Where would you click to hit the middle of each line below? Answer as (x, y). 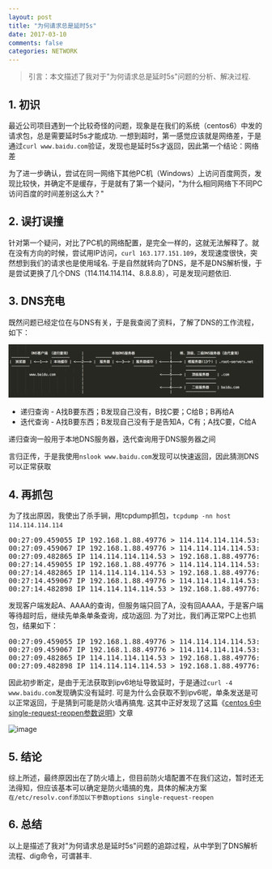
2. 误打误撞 (36, 222)
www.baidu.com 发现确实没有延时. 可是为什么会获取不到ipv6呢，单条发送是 (130, 693)
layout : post (30, 17)
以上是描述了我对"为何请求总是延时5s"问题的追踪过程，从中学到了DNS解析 (133, 845)
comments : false (36, 43)
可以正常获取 (30, 467)
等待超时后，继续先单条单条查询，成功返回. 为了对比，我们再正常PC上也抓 (132, 616)
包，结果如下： (33, 626)
